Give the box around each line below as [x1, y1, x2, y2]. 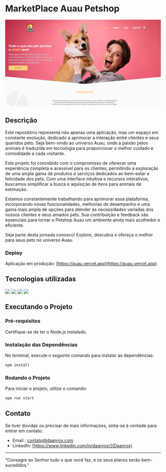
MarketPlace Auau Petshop [5, 3, 120, 14]
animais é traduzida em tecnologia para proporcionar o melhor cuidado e [5, 145, 154, 151]
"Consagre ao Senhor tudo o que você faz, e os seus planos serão [5, 457, 141, 463]
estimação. [5, 186, 28, 192]
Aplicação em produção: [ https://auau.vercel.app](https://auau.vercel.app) [5, 261, 157, 267]
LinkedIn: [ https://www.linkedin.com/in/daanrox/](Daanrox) [12, 442, 132, 448]
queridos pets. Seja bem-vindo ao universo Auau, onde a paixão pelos [5, 140, 148, 146]
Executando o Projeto [5, 303, 73, 311]
